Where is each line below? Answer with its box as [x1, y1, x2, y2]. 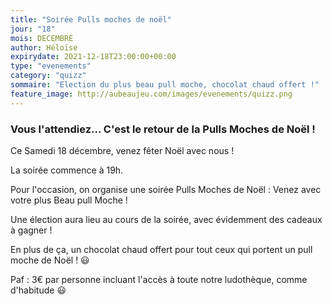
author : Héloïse [10, 42, 78, 53]
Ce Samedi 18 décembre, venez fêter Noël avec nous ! [10, 144, 235, 156]
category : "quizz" [10, 71, 87, 81]
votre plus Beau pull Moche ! [10, 194, 128, 206]
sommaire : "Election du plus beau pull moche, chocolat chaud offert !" [10, 80, 320, 90]
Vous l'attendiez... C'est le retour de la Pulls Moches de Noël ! [10, 122, 316, 136]
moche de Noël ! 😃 [10, 254, 90, 266]
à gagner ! [10, 224, 53, 236]
